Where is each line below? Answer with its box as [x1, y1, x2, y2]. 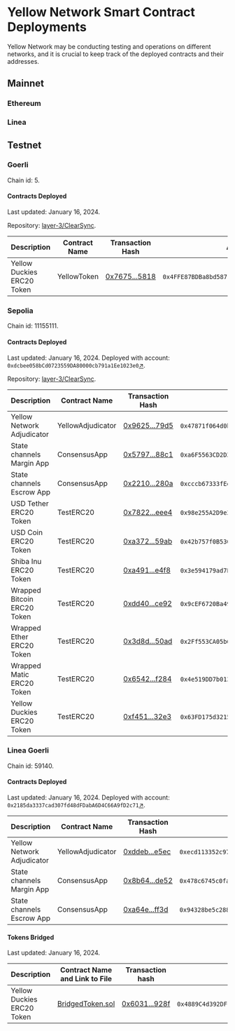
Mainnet [7, 78, 44, 90]
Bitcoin [10, 594, 34, 604]
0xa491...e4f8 [123, 565, 171, 575]
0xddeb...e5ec [123, 847, 171, 856]
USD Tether [10, 499, 49, 508]
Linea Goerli [7, 746, 49, 755]
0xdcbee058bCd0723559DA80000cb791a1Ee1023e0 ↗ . [7, 360, 145, 369]
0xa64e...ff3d [123, 905, 169, 915]
